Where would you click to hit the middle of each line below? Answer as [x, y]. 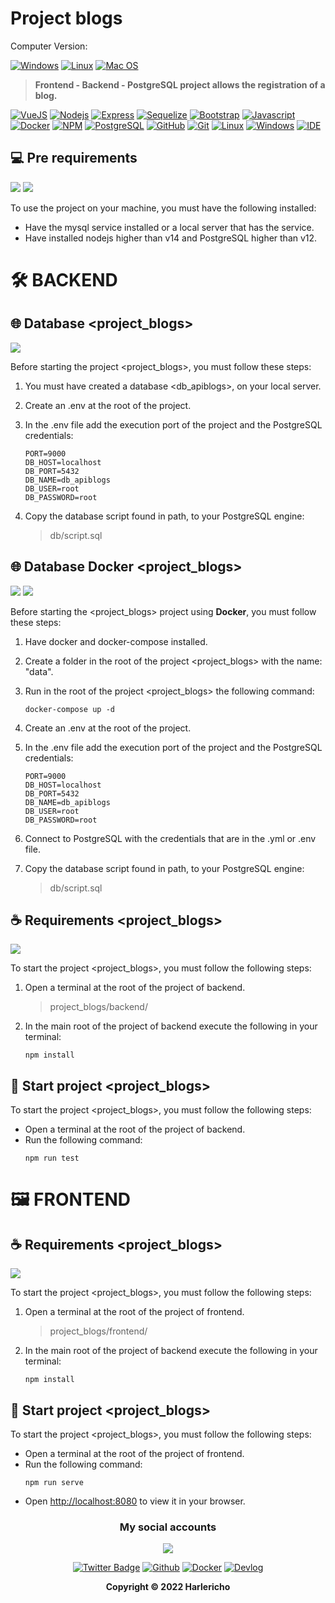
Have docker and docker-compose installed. [116, 641]
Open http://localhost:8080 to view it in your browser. [135, 1501]
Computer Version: [49, 46]
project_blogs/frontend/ [98, 1331]
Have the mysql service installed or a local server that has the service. [169, 227]
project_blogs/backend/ [98, 1007]
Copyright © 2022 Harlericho [168, 1587]
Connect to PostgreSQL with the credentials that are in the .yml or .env [170, 838]
